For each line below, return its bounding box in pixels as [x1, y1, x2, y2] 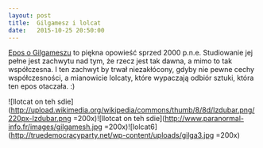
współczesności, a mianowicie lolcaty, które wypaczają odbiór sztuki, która [8, 73, 254, 83]
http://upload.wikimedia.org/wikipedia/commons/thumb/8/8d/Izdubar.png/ [10, 105, 255, 115]
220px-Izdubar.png [8, 114, 72, 123]
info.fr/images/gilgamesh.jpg [8, 122, 103, 131]
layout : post [8, 11, 52, 20]
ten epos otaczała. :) [8, 82, 75, 91]
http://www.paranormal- [164, 114, 245, 123]
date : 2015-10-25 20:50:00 [8, 26, 105, 34]
